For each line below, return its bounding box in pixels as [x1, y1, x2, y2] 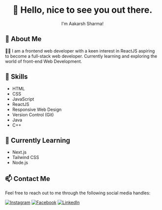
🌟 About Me [5, 35, 42, 43]
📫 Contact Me [5, 174, 51, 183]
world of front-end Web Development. [5, 58, 82, 64]
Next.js [12, 149, 27, 155]
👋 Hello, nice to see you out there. [12, 4, 153, 16]
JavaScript [12, 96, 34, 102]
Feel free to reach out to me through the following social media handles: [5, 190, 151, 196]
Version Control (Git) [12, 111, 54, 117]
